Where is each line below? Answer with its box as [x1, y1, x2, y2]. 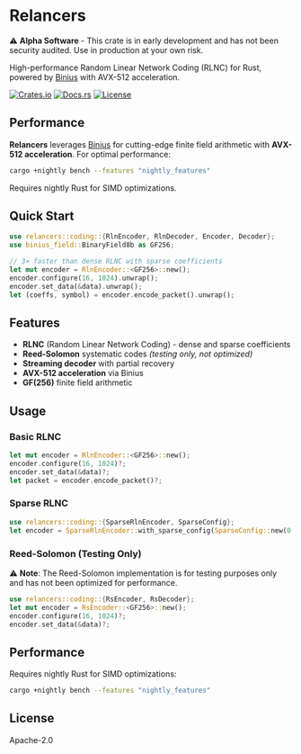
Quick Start [9, 209, 75, 224]
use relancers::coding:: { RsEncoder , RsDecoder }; [9, 595, 195, 604]
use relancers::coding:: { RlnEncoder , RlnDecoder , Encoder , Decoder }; [9, 232, 276, 241]
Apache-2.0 [9, 734, 54, 745]
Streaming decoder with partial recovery [22, 358, 175, 369]
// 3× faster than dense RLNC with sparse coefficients [9, 257, 223, 266]
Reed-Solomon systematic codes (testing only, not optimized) [22, 348, 253, 360]
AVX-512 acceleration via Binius [22, 368, 144, 379]
